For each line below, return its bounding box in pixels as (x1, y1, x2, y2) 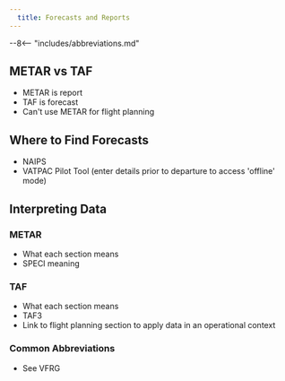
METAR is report (22, 87, 83, 99)
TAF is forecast (22, 97, 79, 108)
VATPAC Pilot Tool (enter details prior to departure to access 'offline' (22, 166, 275, 177)
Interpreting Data (9, 201, 108, 216)
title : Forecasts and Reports (17, 13, 130, 22)
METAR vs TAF (9, 64, 93, 79)
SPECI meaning (22, 257, 81, 269)
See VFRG (22, 362, 61, 373)
